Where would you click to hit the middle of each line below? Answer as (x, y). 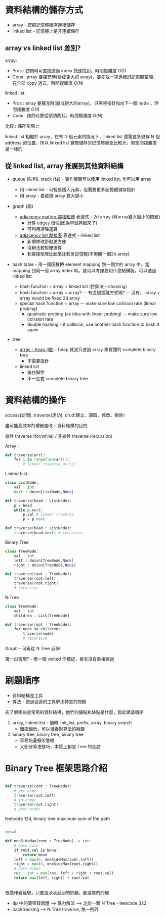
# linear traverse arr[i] (50, 464)
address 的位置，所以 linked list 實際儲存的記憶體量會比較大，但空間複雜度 (81, 143)
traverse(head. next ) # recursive (48, 533)
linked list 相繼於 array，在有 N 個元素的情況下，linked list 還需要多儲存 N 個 (82, 136)
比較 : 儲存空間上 (22, 126)
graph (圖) (23, 206)
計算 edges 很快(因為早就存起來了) (62, 223)
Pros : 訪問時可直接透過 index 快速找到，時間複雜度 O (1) (69, 70)
